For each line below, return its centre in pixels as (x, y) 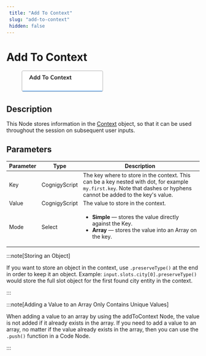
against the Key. (112, 223)
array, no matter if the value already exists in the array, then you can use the (102, 329)
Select (50, 226)
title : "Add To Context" (40, 13)
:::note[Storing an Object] (38, 255)
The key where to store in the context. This (137, 175)
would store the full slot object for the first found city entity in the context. (100, 281)
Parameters (29, 149)
